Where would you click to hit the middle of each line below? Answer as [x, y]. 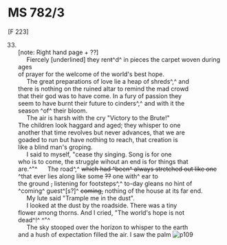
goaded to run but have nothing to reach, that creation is [98, 139]
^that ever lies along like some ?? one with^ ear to [88, 176]
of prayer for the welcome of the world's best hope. [91, 74]
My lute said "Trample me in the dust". [80, 198]
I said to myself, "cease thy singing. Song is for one [99, 154]
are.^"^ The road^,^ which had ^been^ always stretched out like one [117, 169]
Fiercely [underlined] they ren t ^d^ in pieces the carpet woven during [123, 59]
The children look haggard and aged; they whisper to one [99, 125]
